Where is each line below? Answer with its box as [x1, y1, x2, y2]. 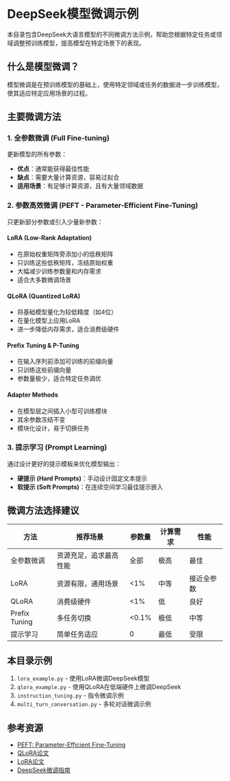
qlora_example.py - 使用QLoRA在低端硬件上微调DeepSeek [16, 683, 181, 691]
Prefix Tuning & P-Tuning [7, 341, 80, 349]
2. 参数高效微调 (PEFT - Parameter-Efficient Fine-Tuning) [7, 200, 199, 210]
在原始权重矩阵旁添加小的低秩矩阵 [16, 250, 114, 258]
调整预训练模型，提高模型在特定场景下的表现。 [12, 38, 145, 47]
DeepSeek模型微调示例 [7, 6, 139, 22]
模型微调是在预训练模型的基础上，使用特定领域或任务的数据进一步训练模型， [7, 80, 223, 89]
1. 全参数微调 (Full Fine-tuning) [7, 133, 110, 143]
